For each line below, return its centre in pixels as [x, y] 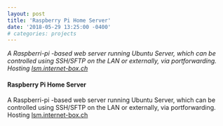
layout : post [26, 14]
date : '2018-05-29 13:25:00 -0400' [59, 27]
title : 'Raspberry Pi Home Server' [59, 20]
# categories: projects [42, 33]
